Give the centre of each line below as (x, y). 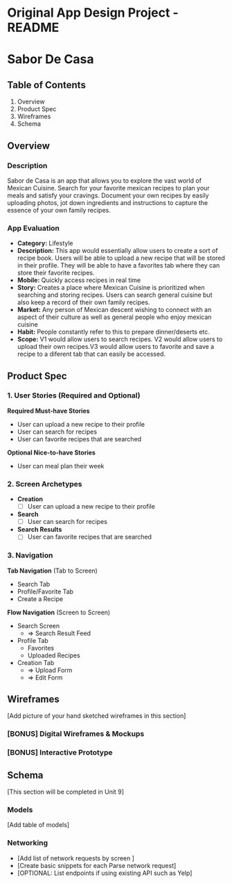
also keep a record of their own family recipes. (83, 302)
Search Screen (38, 625)
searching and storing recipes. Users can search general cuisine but (115, 295)
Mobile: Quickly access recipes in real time (79, 280)
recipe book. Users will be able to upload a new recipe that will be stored (121, 258)
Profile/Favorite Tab (45, 591)
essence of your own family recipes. (59, 210)
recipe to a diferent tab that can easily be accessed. (91, 354)
